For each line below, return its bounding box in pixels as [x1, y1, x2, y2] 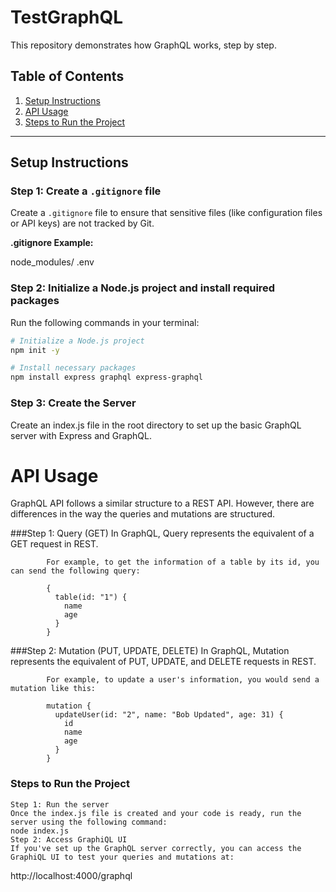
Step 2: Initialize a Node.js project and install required [10, 281, 276, 295]
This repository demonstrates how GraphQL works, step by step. [10, 39, 277, 51]
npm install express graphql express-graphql [10, 372, 203, 383]
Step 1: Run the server [10, 799, 110, 810]
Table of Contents [10, 68, 125, 85]
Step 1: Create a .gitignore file [10, 184, 162, 198]
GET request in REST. [10, 538, 99, 550]
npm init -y [10, 345, 60, 355]
